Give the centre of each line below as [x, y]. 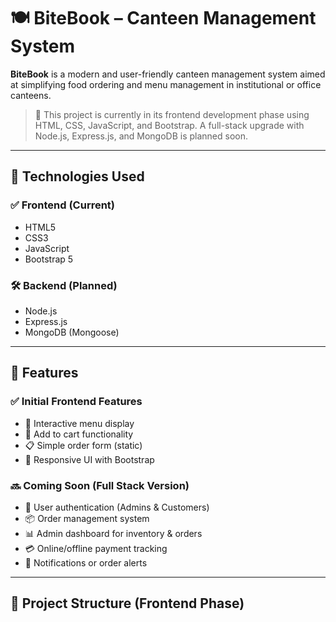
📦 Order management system [87, 518]
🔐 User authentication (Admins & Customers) [117, 507]
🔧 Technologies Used [77, 176]
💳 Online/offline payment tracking [96, 548]
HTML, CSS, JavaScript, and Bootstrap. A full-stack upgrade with [169, 125]
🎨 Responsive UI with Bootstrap [89, 459]
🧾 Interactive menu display [79, 423]
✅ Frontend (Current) [63, 205]
